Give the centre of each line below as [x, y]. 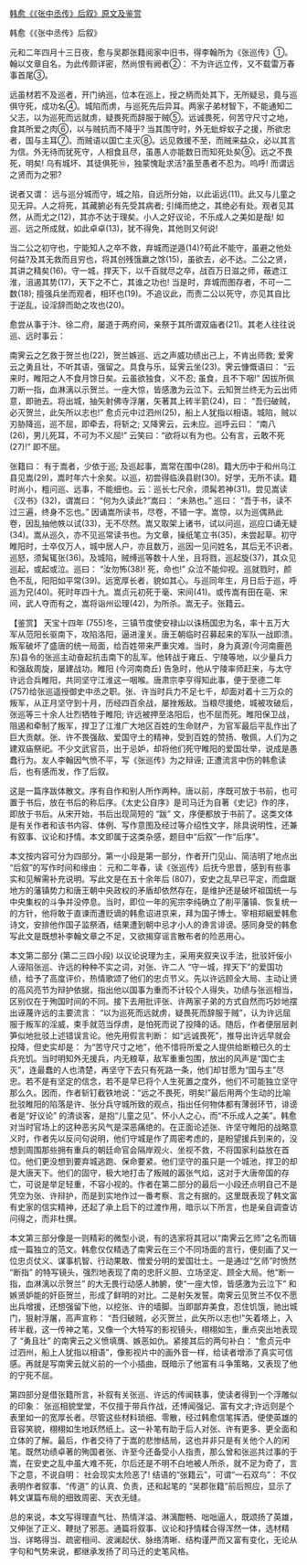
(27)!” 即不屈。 [37, 447]
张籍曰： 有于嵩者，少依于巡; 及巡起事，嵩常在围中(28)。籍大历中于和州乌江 [153, 466]
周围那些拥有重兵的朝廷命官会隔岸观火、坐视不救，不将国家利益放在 [153, 1150]
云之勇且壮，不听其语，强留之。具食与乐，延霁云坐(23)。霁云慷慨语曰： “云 [152, 367]
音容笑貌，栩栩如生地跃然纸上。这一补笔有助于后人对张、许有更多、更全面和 [153, 1429]
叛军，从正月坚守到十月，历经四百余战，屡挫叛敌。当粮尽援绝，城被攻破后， [153, 703]
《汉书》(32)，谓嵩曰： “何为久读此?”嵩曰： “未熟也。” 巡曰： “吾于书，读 [147, 500]
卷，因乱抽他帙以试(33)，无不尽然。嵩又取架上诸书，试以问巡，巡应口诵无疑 [153, 523]
